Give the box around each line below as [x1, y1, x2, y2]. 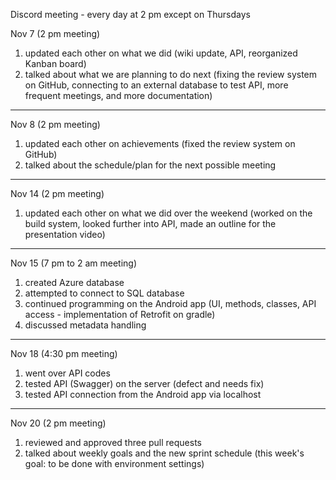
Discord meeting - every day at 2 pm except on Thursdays [10, 9, 251, 20]
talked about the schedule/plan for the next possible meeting [24, 159, 277, 171]
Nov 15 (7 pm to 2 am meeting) [10, 257, 137, 269]
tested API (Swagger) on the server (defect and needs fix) [24, 378, 265, 389]
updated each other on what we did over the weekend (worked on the [24, 207, 313, 219]
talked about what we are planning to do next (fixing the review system [24, 69, 318, 80]
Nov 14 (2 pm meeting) [10, 188, 105, 199]
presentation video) [24, 229, 106, 240]
